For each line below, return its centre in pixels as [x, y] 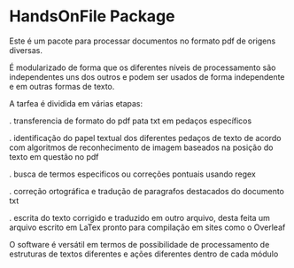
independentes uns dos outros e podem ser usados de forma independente [147, 76]
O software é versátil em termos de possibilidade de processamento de [139, 244]
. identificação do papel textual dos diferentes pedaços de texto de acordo [145, 138]
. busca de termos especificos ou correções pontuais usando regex [133, 174]
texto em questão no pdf [54, 156]
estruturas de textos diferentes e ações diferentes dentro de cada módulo [144, 254]
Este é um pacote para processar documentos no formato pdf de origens [143, 41]
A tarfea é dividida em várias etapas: [76, 103]
